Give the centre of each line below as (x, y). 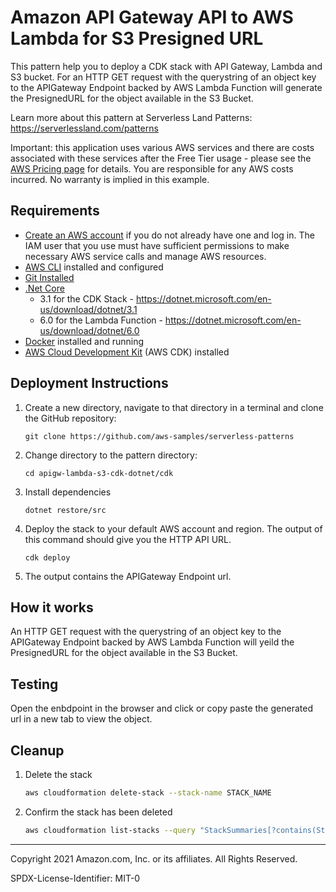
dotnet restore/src (65, 510)
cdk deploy (47, 557)
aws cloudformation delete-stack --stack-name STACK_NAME (148, 793)
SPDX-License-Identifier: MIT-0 (75, 878)
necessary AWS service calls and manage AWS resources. (145, 256)
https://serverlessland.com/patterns (84, 128)
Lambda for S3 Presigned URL (137, 38)
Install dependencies (68, 492)
